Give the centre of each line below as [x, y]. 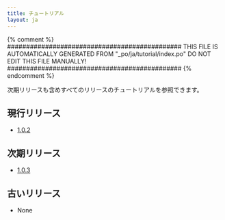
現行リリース [34, 113]
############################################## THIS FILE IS [112, 46]
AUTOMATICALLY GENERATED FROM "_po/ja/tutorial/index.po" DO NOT [109, 54]
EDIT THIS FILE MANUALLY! [47, 61]
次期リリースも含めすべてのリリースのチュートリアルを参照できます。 [105, 90]
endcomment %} [31, 75]
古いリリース [34, 193]
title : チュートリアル [36, 13]
